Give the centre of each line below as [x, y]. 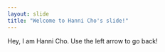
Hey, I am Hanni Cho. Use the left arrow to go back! [82, 41]
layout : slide [28, 14]
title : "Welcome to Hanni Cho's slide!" [68, 21]
